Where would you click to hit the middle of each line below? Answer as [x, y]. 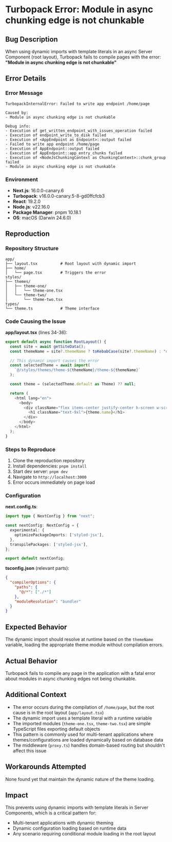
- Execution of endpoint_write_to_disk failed [56, 135]
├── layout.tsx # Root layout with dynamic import [71, 263]
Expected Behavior [36, 627]
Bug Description [31, 39]
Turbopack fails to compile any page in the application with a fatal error [81, 673]
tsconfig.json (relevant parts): [37, 568]
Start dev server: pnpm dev [40, 471]
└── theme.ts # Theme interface [52, 309]
